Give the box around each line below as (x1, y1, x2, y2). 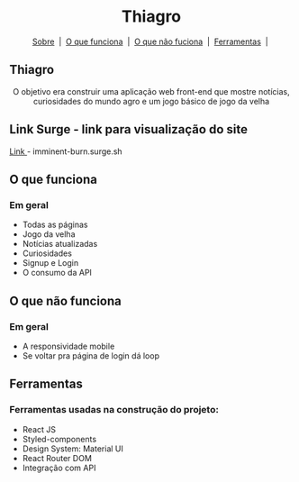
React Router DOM (22, 452, 93, 463)
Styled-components (22, 433, 97, 444)
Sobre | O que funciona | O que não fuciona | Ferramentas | (32, 36, 268, 47)
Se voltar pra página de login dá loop (22, 350, 160, 361)
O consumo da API (22, 268, 93, 278)
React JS (22, 423, 57, 434)
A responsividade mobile (22, 341, 115, 351)
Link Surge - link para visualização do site (9, 122, 248, 137)
